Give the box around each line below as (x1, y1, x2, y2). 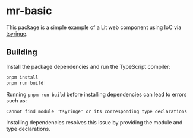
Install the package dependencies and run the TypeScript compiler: (6, 63, 171, 70)
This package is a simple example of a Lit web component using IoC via (6, 24, 182, 31)
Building (6, 47, 37, 57)
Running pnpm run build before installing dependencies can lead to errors (6, 91, 187, 98)
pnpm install (6, 74, 39, 81)
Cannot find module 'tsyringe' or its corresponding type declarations (6, 108, 187, 114)
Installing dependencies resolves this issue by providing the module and (6, 118, 183, 126)
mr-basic (6, 4, 52, 18)
